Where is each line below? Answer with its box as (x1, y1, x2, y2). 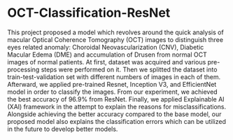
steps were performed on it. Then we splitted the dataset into (41, 65, 218, 73)
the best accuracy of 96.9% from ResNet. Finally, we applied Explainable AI (7, 94, 225, 103)
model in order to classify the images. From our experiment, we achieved (7, 87, 218, 96)
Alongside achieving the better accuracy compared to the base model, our (7, 110, 222, 118)
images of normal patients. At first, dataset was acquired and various (7, 57, 206, 66)
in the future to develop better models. (7, 125, 118, 133)
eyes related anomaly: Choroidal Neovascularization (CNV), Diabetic (7, 43, 204, 51)
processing (7, 65, 40, 73)
